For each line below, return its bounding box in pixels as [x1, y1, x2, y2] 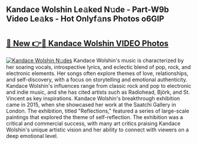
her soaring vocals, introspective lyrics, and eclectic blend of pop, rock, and [6, 64, 191, 70]
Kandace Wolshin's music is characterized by [73, 57, 184, 64]
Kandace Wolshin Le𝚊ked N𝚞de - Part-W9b [6, 5, 169, 15]
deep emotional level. [6, 133, 58, 139]
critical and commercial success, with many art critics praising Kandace [6, 120, 181, 127]
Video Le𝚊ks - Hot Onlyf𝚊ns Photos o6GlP [6, 14, 165, 24]
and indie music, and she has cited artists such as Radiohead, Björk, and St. [6, 88, 191, 95]
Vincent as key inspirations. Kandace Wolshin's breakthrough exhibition [6, 95, 180, 102]
